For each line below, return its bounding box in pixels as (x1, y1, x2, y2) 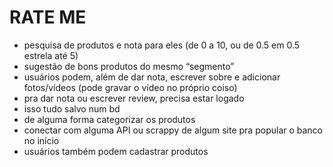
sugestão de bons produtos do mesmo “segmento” (23, 60, 235, 72)
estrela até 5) (23, 49, 79, 61)
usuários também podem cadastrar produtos (23, 145, 209, 157)
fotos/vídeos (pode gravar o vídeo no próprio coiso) (23, 81, 238, 93)
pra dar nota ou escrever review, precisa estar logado (23, 92, 245, 104)
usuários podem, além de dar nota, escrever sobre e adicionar (23, 71, 281, 83)
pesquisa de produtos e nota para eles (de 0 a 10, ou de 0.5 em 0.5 (23, 39, 301, 51)
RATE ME (9, 6, 87, 29)
